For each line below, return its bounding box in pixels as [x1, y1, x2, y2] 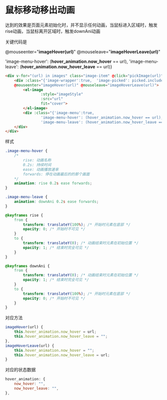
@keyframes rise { [5, 213, 43, 218]
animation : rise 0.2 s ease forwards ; [14, 181, 92, 186]
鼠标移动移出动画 [5, 4, 76, 16]
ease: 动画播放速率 [23, 167, 59, 172]
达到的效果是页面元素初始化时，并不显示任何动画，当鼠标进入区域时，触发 [5, 22, 158, 28]
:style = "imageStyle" [40, 92, 83, 97]
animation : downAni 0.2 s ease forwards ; [14, 199, 99, 204]
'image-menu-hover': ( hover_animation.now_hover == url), [5, 58, 128, 64]
